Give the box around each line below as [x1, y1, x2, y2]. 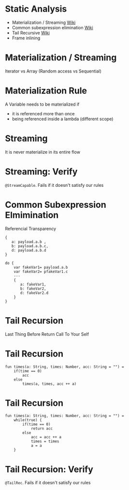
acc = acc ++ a [30, 435, 62, 440]
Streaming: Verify [5, 166, 78, 177]
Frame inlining [12, 35, 41, 41]
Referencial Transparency [5, 225, 57, 232]
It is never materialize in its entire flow [5, 149, 81, 155]
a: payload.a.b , [11, 239, 47, 244]
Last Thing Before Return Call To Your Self [5, 331, 89, 337]
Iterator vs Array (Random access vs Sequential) [5, 68, 101, 74]
